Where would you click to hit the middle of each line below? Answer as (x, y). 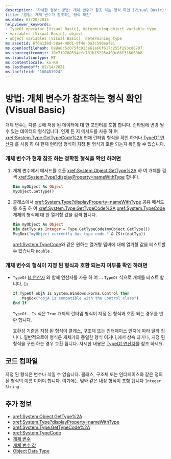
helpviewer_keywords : (28, 24)
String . (14, 386)
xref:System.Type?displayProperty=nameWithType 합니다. (79, 177)
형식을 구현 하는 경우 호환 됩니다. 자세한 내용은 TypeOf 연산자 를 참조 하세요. (88, 343)
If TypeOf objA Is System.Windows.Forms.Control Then (71, 293)
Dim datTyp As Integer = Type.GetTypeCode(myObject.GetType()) (81, 229)
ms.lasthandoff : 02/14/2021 (35, 67)
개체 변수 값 (25, 445)
